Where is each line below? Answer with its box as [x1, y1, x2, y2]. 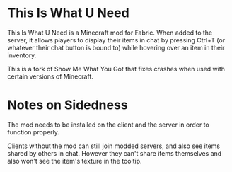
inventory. [7, 51, 37, 59]
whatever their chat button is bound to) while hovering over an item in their [7, 43, 225, 52]
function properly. [7, 127, 60, 136]
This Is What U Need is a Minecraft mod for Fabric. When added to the [7, 28, 213, 37]
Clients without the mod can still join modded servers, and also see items [7, 142, 221, 150]
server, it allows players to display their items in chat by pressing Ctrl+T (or [7, 35, 225, 44]
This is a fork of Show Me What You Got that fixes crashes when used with [7, 64, 225, 73]
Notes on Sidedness [7, 97, 129, 113]
